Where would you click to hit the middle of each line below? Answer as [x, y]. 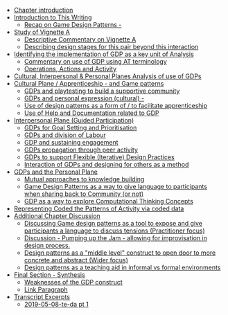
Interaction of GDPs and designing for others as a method [106, 164]
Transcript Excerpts [42, 297]
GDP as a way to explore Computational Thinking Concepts [109, 201]
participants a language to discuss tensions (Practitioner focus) [115, 231]
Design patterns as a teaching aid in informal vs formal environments [122, 267]
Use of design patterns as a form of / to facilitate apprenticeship [116, 106]
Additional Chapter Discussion [57, 216]
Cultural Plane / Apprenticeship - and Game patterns [89, 83]
